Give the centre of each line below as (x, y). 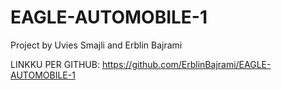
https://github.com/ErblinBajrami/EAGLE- (186, 64)
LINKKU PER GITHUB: (55, 64)
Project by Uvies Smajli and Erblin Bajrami (96, 45)
